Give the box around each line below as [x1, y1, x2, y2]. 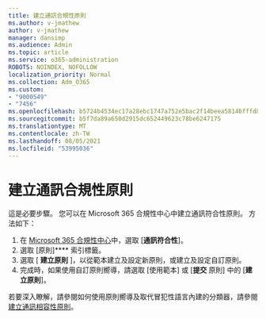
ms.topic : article [8, 48, 69, 56]
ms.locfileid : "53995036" [8, 144, 93, 152]
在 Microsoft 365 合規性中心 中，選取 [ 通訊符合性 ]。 [19, 236, 188, 245]
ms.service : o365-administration [8, 56, 119, 64]
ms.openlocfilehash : [8, 108, 77, 116]
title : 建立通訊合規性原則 [8, 11, 87, 20]
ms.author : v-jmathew [8, 19, 80, 27]
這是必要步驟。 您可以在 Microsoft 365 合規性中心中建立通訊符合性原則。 [8, 209, 247, 218]
